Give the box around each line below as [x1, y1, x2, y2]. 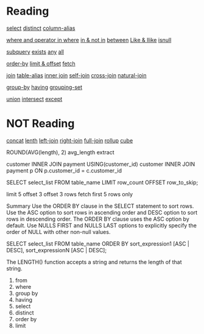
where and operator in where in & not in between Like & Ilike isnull [6, 36, 172, 43]
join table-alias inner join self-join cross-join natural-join [6, 71, 147, 79]
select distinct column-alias [6, 24, 76, 32]
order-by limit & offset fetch [6, 60, 76, 67]
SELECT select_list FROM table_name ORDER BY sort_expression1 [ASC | [6, 240, 190, 247]
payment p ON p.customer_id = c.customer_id [6, 166, 122, 174]
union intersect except [6, 95, 63, 102]
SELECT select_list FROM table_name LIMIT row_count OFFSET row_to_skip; [6, 179, 199, 186]
